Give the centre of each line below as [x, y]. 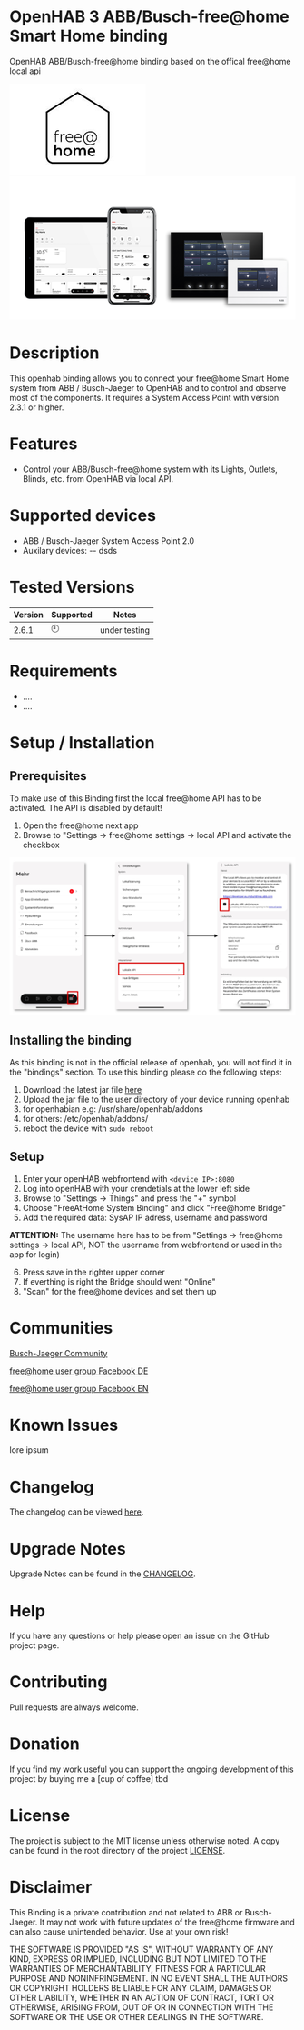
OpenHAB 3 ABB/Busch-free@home [149, 17]
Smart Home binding [88, 36]
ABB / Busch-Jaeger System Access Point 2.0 [108, 540]
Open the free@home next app [80, 825]
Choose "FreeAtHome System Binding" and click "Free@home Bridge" [154, 1207]
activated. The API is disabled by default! [86, 807]
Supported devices [83, 515]
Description [54, 353]
